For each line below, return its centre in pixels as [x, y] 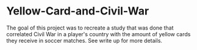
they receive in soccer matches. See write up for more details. [84, 40]
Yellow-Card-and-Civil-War [78, 11]
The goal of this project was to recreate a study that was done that [90, 28]
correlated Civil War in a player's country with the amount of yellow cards [99, 34]
